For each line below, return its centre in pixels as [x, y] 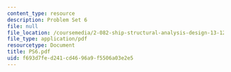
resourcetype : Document [41, 45]
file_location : [29, 33]
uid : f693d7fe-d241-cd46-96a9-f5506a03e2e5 [70, 58]
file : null [23, 26]
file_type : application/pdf [47, 39]
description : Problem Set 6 [47, 20]
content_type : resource [41, 13]
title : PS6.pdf [29, 52]
